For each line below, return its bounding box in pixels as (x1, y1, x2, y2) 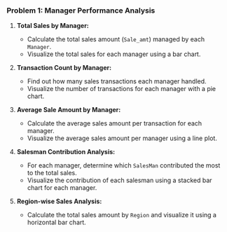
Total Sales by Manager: (16, 22, 89, 30)
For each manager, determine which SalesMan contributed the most (27, 161, 221, 170)
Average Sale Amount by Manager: (16, 106, 121, 114)
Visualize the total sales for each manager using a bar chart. (27, 50, 201, 58)
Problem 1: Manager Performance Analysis (6, 6, 156, 15)
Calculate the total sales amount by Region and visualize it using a (27, 211, 216, 219)
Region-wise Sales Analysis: (16, 197, 102, 205)
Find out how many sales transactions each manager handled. (27, 77, 207, 86)
